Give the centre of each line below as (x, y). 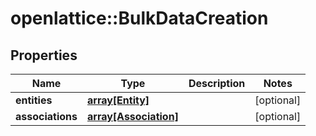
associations (46, 116)
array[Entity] (118, 100)
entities (34, 100)
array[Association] (133, 116)
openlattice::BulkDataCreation (139, 18)
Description (217, 83)
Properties (44, 55)
